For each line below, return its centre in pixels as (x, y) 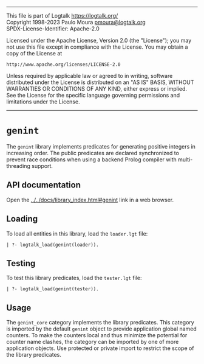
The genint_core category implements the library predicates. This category (100, 323)
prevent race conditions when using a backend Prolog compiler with (92, 159)
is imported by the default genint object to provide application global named (102, 329)
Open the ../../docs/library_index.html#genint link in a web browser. (90, 200)
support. (42, 166)
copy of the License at (34, 53)
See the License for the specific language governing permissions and (93, 95)
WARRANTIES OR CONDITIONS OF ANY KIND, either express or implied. (97, 89)
